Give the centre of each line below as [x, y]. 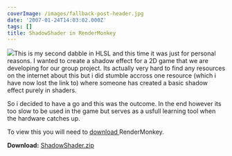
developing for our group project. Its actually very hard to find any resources [116, 68]
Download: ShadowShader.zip [51, 146]
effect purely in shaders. [42, 90]
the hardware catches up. [44, 119]
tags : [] [20, 26]
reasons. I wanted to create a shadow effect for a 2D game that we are [108, 61]
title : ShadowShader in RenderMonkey [62, 33]
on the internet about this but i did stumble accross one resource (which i [112, 76]
